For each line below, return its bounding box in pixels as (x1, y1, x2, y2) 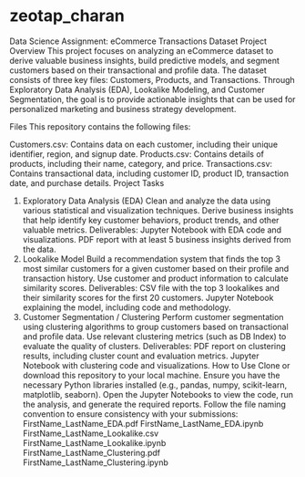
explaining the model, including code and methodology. (22, 302, 231, 313)
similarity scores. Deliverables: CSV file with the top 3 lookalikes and (22, 282, 280, 293)
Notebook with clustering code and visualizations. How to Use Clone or (22, 359, 290, 370)
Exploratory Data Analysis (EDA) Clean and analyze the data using (22, 195, 271, 206)
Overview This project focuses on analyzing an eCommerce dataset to (9, 45, 274, 56)
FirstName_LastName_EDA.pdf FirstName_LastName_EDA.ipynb (22, 418, 264, 429)
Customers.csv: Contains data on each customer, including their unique (9, 139, 279, 150)
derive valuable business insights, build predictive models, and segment (9, 55, 280, 66)
